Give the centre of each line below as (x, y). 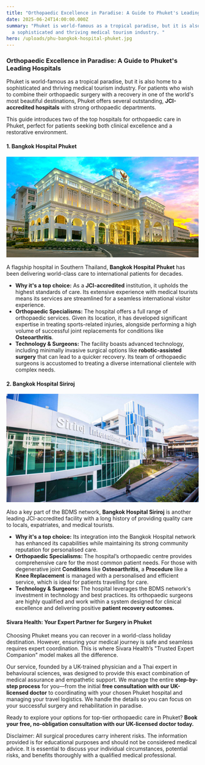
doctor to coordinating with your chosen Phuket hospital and (106, 693)
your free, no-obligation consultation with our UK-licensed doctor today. (100, 724)
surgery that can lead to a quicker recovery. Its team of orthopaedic (101, 357)
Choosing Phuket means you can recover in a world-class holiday (89, 636)
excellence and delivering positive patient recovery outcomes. (95, 608)
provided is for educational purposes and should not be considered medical (102, 742)
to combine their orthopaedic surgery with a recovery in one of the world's (100, 95)
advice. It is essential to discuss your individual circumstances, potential (97, 749)
